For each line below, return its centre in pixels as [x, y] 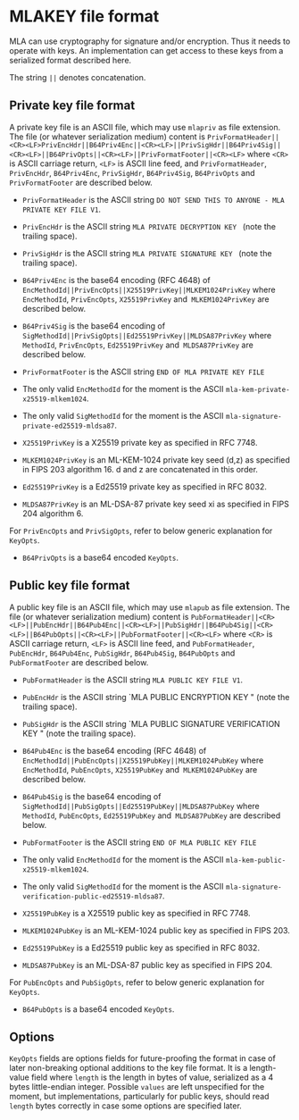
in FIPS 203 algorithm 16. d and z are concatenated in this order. [140, 469]
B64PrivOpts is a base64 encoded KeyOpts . [100, 557]
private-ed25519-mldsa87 [68, 426]
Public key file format [70, 585]
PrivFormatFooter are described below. [81, 182]
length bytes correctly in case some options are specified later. [126, 1106]
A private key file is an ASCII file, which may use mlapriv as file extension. [145, 127]
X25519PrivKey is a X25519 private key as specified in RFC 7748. [140, 442]
